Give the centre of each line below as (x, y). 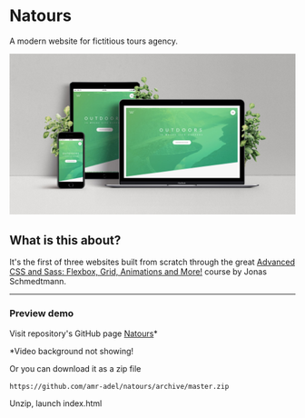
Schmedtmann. (38, 282)
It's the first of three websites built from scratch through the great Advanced (152, 262)
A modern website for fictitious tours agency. (94, 41)
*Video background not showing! (72, 351)
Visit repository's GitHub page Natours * (84, 333)
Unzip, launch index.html (56, 403)
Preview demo (42, 313)
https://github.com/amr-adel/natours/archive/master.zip (119, 386)
